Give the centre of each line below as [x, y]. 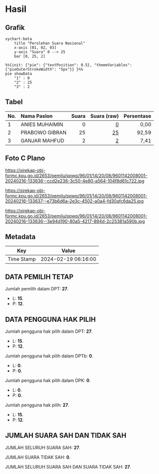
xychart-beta [19, 39]
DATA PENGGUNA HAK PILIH [50, 319]
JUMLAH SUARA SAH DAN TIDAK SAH [66, 435]
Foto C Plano [25, 158]
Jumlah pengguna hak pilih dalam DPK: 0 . [48, 380]
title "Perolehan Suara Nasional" [50, 43]
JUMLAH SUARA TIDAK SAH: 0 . [38, 457]
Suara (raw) [105, 116]
